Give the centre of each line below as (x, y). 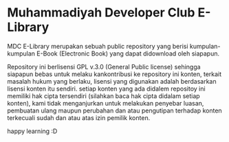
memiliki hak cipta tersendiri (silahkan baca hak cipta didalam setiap (104, 96)
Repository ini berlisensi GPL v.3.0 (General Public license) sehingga (104, 67)
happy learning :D (32, 131)
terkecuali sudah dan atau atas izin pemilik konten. (79, 117)
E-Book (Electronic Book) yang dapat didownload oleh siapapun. (128, 54)
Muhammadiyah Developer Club (101, 13)
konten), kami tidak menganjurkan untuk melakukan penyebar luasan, (106, 103)
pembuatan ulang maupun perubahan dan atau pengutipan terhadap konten (115, 110)
